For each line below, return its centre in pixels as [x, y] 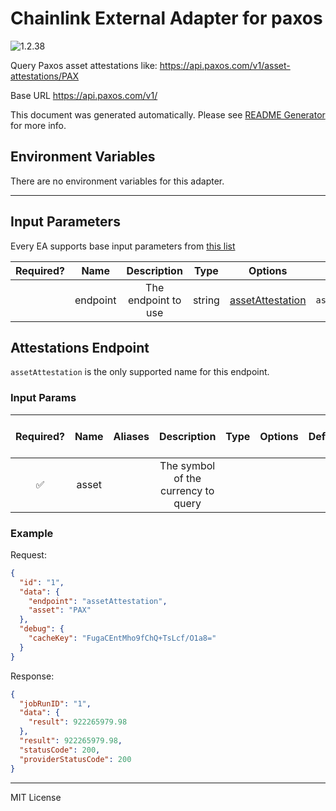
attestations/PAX [45, 76]
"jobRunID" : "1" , [55, 703]
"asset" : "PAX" [60, 610]
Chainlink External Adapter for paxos [166, 18]
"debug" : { [42, 629]
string [206, 300]
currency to [187, 490]
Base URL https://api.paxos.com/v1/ [84, 95]
